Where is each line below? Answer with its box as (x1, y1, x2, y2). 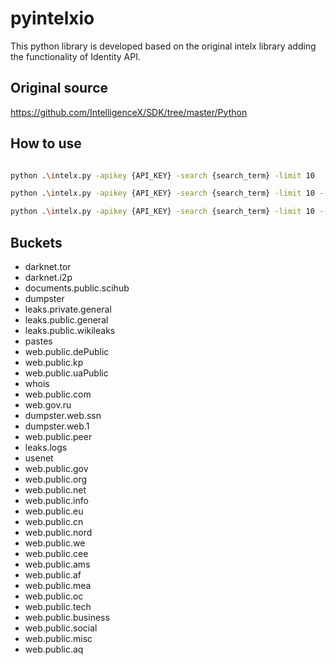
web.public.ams (24, 558, 91, 570)
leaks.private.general (24, 303, 112, 315)
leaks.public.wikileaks (24, 325, 116, 336)
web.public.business (24, 612, 110, 623)
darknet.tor (24, 261, 72, 272)
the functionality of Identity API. (10, 50, 141, 62)
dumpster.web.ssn (24, 410, 102, 421)
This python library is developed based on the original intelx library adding (10, 40, 317, 52)
